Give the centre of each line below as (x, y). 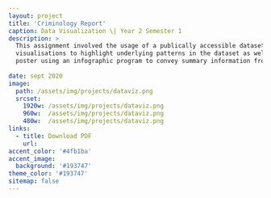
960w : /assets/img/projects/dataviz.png (93, 114)
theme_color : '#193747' (48, 174)
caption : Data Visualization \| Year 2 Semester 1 (95, 31)
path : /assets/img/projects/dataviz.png (84, 91)
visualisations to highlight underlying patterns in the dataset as (133, 53)
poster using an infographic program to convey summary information (133, 61)
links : (19, 128)
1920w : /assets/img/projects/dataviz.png (93, 106)
